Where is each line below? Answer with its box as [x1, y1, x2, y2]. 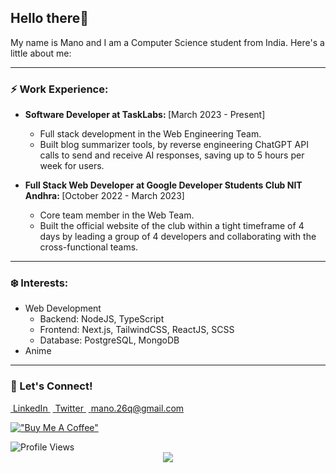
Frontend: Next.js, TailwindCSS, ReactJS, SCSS [39, 324, 235, 336]
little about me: [10, 47, 72, 59]
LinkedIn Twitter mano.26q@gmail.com [12, 402, 185, 414]
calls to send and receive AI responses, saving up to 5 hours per [39, 149, 305, 161]
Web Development [24, 302, 102, 315]
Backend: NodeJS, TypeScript [39, 313, 165, 325]
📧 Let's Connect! [10, 379, 93, 393]
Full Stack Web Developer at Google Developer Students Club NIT [24, 179, 303, 191]
